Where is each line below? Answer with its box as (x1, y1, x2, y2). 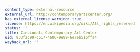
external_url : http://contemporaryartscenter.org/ (5, 12, 113, 17)
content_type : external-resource (5, 7, 75, 12)
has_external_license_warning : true (5, 16, 81, 21)
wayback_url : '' (5, 40, 39, 45)
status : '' (5, 26, 28, 31)
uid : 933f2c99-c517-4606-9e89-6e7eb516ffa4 (5, 35, 97, 40)
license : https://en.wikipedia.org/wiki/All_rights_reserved (5, 21, 135, 26)
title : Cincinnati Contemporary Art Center (5, 30, 97, 35)
